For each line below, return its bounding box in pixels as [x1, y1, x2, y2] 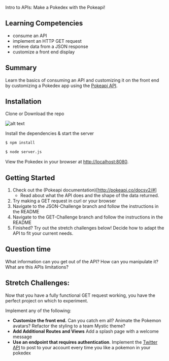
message [12, 334, 32, 340]
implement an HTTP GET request [12, 38, 82, 44]
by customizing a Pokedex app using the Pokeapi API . [5, 82, 118, 89]
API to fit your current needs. [12, 230, 74, 236]
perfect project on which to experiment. [5, 297, 88, 303]
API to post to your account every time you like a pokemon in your [12, 344, 151, 350]
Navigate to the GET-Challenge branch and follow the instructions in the [12, 214, 163, 220]
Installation [5, 97, 42, 106]
